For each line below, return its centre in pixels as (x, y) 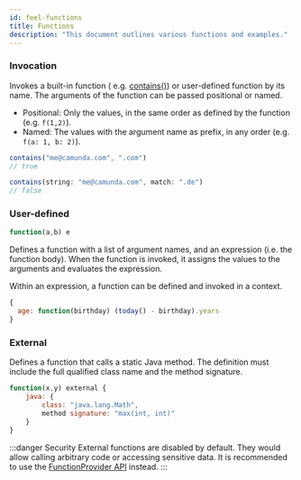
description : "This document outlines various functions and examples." (149, 34)
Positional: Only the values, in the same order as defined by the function (156, 113)
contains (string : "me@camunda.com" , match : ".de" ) (106, 182)
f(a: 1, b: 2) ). (51, 141)
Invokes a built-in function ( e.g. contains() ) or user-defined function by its (147, 86)
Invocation (33, 66)
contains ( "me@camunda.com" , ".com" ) (78, 158)
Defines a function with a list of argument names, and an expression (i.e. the (151, 249)
